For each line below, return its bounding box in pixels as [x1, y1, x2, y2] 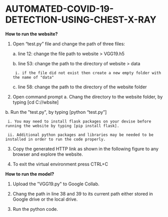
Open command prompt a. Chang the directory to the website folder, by [12, 93, 163, 100]
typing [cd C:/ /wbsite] [12, 99, 59, 105]
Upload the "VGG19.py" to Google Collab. [12, 181, 100, 187]
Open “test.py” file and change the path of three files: [12, 40, 125, 46]
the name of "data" [12, 75, 54, 80]
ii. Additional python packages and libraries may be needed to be [7, 132, 154, 137]
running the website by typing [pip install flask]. [5, 123, 120, 128]
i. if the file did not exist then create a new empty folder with [15, 70, 161, 76]
